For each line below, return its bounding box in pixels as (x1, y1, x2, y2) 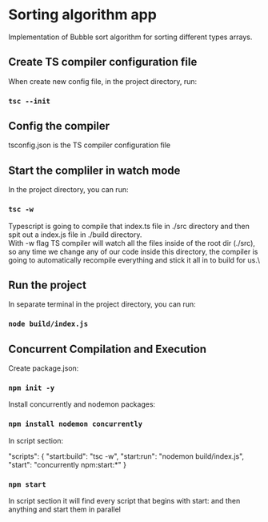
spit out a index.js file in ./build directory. (8, 230, 142, 239)
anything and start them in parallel (8, 504, 122, 514)
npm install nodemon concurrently (8, 420, 142, 429)
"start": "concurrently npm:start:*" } (8, 460, 126, 469)
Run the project (8, 278, 86, 291)
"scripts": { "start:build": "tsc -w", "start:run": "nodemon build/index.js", (8, 451, 245, 461)
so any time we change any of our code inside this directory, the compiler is (8, 247, 258, 256)
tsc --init (8, 96, 50, 106)
